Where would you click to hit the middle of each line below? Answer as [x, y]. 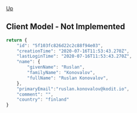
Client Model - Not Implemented [66, 27]
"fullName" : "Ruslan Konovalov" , [68, 78]
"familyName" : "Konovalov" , [61, 73]
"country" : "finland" [43, 100]
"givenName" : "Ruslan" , [56, 67]
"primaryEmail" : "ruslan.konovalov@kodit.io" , [73, 89]
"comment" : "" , [35, 94]
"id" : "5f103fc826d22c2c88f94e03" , [60, 45]
